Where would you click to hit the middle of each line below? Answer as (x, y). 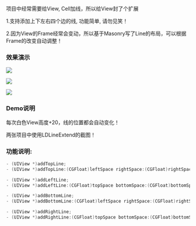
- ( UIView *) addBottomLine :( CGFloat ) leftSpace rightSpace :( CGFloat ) (91, 201)
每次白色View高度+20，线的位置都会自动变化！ (63, 122)
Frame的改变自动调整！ (34, 41)
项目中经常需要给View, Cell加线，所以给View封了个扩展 (72, 8)
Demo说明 (21, 108)
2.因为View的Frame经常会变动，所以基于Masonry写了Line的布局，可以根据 (96, 33)
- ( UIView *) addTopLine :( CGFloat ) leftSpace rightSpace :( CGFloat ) (87, 169)
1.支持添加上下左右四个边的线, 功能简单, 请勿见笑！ (67, 21)
